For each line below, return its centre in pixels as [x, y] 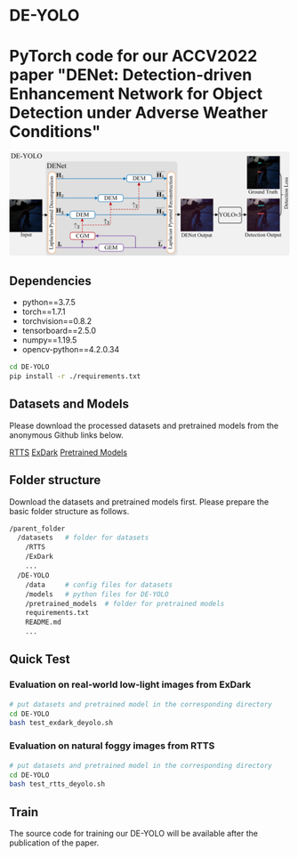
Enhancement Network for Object [136, 94]
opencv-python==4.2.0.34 [71, 350]
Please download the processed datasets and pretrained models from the [144, 425]
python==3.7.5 [48, 303]
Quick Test [40, 659]
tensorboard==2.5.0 [59, 331]
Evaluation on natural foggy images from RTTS [112, 746]
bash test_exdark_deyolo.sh [61, 723]
